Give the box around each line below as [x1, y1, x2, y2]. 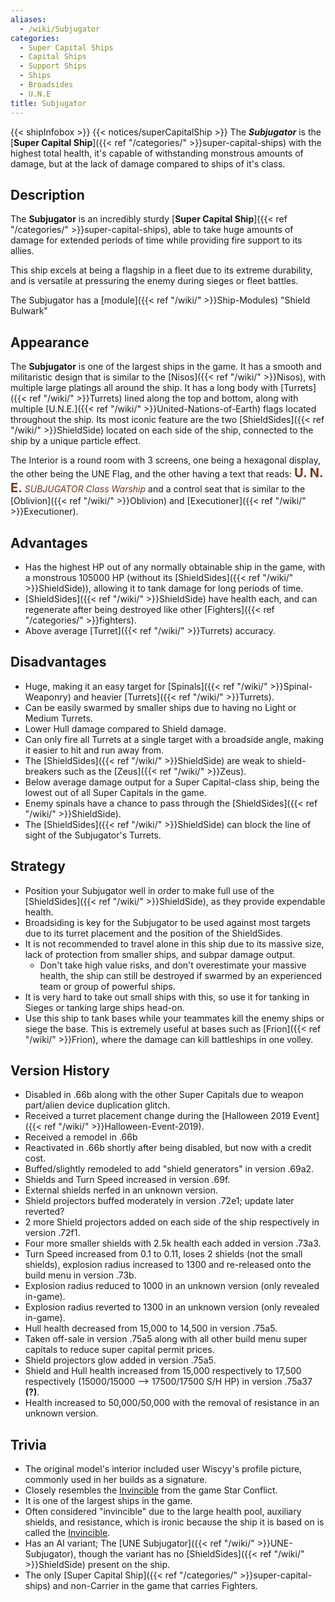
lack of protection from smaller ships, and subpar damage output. [24, 948, 296, 960]
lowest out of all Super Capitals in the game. [24, 786, 207, 798]
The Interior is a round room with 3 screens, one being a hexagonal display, [10, 454, 321, 466]
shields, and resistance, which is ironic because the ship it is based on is [24, 1516, 325, 1528]
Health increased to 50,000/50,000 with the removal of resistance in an [24, 1397, 320, 1409]
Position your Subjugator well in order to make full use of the [24, 884, 275, 896]
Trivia [10, 1436, 47, 1453]
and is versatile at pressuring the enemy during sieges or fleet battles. [10, 275, 299, 287]
